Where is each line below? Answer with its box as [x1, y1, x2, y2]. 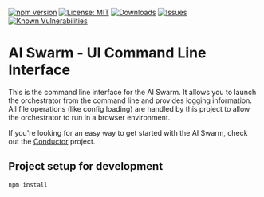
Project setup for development [8, 160, 164, 173]
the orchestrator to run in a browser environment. [8, 112, 171, 122]
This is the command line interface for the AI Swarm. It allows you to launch [8, 87, 257, 97]
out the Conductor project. [8, 136, 96, 146]
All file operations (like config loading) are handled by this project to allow [8, 104, 250, 113]
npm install [8, 180, 48, 189]
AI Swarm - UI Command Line [8, 44, 207, 62]
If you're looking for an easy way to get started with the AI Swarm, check [8, 128, 248, 137]
